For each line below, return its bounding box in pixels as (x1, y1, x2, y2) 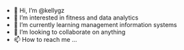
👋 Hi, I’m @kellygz (13, 7, 65, 14)
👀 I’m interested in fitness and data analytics (13, 14, 139, 22)
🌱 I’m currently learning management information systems (13, 21, 177, 28)
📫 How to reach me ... (13, 36, 77, 43)
